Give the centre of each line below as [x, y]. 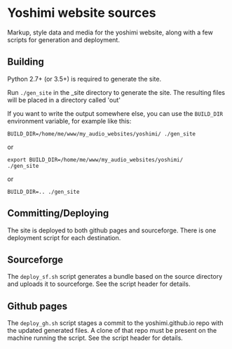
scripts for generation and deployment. [64, 39]
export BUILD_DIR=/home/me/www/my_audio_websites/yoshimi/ [95, 159]
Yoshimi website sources [82, 13]
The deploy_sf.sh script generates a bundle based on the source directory [115, 277]
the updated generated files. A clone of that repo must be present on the [112, 331]
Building [26, 62]
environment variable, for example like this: [69, 121]
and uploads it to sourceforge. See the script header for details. [99, 284]
